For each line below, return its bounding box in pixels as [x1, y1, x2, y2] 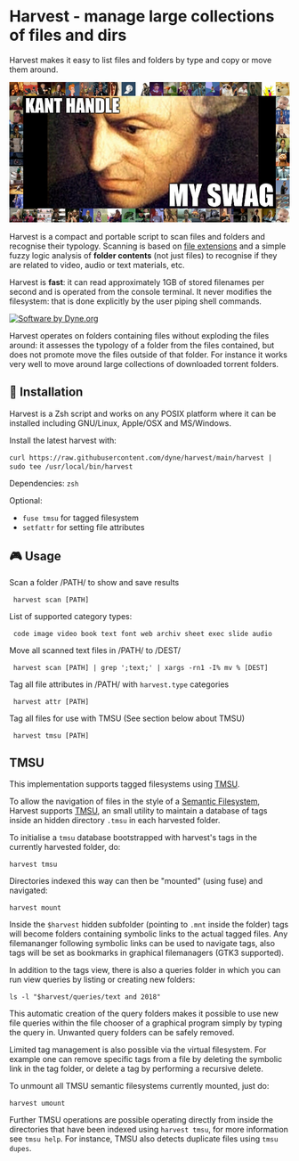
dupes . [9, 1143, 32, 1154]
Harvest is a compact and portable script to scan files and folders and [9, 231, 265, 241]
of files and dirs [9, 25, 127, 45]
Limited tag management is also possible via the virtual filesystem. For [9, 1044, 267, 1055]
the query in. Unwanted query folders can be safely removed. [9, 1027, 235, 1038]
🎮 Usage [9, 549, 61, 564]
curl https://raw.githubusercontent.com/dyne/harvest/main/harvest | [9, 453, 273, 462]
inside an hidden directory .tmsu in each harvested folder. [9, 815, 221, 826]
